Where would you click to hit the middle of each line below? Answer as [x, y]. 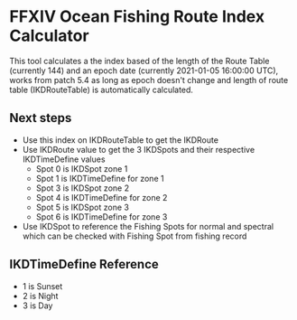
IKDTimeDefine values [64, 159]
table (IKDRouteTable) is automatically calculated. [102, 89]
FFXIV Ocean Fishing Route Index [137, 17]
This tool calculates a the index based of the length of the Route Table [139, 61]
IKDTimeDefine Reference [84, 264]
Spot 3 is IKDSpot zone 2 [82, 188]
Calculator [49, 36]
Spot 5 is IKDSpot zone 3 [82, 207]
